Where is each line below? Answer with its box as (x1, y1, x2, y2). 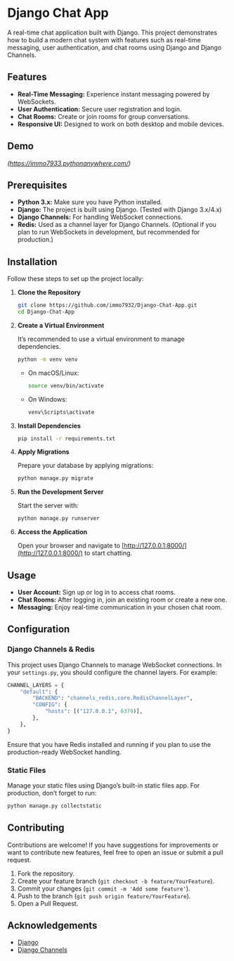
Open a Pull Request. (17, 899, 79, 907)
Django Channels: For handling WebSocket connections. (17, 213, 183, 221)
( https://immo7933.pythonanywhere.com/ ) (7, 159, 131, 167)
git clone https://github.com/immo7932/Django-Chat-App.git (17, 302, 197, 309)
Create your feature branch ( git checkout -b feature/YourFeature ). (17, 876, 215, 885)
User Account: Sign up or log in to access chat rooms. (17, 588, 176, 596)
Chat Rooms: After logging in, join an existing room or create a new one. (17, 595, 227, 604)
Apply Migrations (17, 447, 70, 456)
